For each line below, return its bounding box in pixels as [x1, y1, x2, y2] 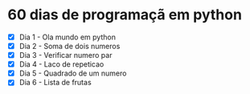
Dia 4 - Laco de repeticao [18, 59, 105, 69]
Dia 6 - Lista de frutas [18, 78, 92, 88]
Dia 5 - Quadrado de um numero [18, 68, 127, 78]
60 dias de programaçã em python [7, 6, 243, 24]
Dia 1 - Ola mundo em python [18, 32, 116, 42]
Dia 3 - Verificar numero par [18, 51, 113, 60]
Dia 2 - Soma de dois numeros [18, 42, 121, 51]
